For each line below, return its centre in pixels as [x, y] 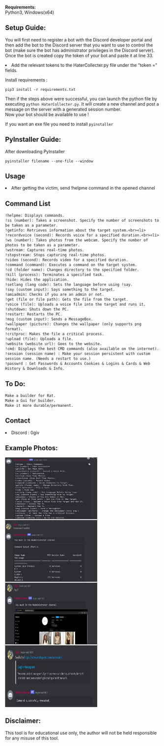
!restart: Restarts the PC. [34, 314]
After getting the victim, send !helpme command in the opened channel [83, 188]
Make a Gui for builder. [30, 401]
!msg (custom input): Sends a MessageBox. [49, 319]
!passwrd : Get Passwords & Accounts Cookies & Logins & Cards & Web [78, 364]
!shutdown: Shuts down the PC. [37, 310]
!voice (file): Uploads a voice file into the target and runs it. [76, 305]
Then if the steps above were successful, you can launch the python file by [81, 99]
